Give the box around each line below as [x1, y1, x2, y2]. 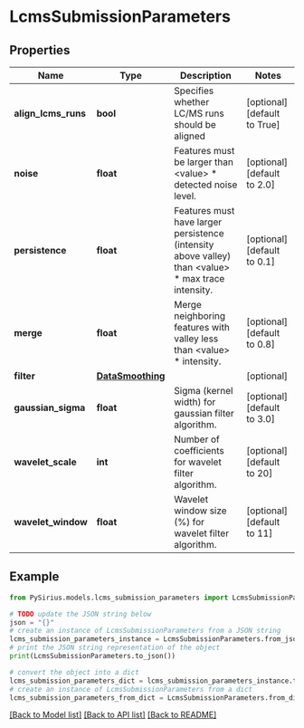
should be [173, 119, 217, 130]
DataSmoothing [96, 369, 166, 382]
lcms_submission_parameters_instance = [9, 635, 160, 644]
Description [179, 70, 233, 81]
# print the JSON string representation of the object [9, 643, 221, 653]
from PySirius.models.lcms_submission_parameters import [9, 593, 229, 602]
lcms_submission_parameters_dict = [9, 676, 144, 685]
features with [173, 321, 231, 333]
